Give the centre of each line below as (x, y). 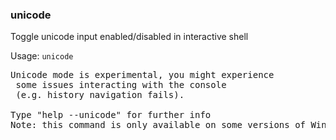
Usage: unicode (42, 56)
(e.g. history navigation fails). (100, 95)
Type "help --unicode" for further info (111, 115)
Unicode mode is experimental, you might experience (142, 75)
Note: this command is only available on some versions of (158, 125)
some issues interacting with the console (121, 85)
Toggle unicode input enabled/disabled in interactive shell (129, 37)
